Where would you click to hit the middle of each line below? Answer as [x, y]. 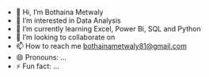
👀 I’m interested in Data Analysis [68, 20]
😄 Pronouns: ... [41, 57]
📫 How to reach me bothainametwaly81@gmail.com [101, 46]
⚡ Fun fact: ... [37, 66]
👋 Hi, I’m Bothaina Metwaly [59, 12]
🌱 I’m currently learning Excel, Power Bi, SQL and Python [108, 29]
